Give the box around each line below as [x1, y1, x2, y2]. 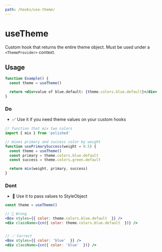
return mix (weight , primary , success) [9, 166, 88, 171]
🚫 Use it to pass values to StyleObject [12, 193, 88, 199]
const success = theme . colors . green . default [9, 157, 101, 163]
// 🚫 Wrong [5, 212, 27, 217]
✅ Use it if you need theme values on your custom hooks [12, 117, 126, 122]
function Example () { [5, 76, 49, 81]
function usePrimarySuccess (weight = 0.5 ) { [5, 144, 97, 149]
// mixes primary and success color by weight [5, 139, 101, 144]
